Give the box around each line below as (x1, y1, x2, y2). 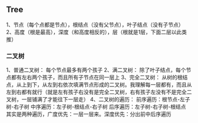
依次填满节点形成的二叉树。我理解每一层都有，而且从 (62, 81, 192, 88)
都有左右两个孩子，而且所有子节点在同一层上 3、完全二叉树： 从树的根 (11, 74, 183, 81)
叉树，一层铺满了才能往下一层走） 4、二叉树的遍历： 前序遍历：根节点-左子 (6, 96, 190, 103)
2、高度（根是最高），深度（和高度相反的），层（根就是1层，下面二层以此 (6, 28, 182, 35)
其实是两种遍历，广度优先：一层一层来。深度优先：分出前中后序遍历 (6, 111, 171, 118)
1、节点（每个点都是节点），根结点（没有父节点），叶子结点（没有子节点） (6, 21, 184, 28)
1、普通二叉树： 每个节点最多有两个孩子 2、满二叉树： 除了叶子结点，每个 (6, 67, 187, 74)
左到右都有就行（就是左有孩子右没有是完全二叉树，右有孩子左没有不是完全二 (6, 88, 192, 96)
